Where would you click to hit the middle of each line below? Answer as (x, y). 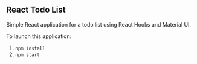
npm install (30, 48)
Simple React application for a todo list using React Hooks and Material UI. (99, 24)
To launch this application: (39, 36)
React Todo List (36, 10)
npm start (27, 55)
